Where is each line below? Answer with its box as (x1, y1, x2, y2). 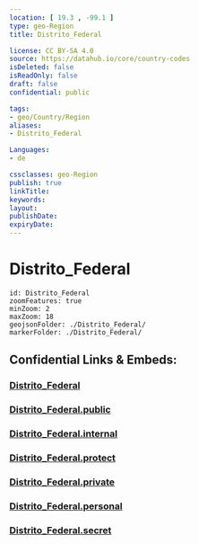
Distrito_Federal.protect (9, 451, 117, 464)
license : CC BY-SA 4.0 (9, 46, 94, 55)
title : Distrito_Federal (9, 30, 102, 39)
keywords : (9, 195, 47, 204)
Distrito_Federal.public (9, 404, 111, 416)
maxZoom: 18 (9, 312, 54, 321)
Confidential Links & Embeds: (9, 352, 177, 368)
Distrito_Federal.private (9, 476, 115, 488)
